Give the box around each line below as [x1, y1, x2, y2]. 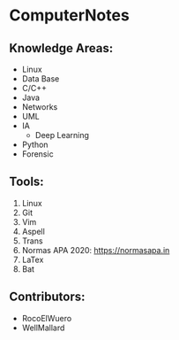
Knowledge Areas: [9, 41, 114, 56]
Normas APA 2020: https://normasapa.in [21, 244, 170, 255]
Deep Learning [34, 130, 90, 140]
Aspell [21, 226, 46, 236]
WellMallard [21, 322, 65, 333]
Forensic [21, 149, 55, 159]
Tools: [9, 174, 44, 189]
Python [21, 139, 48, 150]
